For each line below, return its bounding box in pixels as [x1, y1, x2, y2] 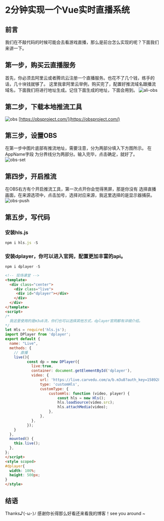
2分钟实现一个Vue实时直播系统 [5, 4, 130, 16]
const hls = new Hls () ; [57, 396, 106, 400]
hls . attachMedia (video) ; [57, 405, 108, 410]
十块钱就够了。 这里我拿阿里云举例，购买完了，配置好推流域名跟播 [18, 81, 152, 87]
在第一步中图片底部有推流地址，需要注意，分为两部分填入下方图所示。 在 [5, 145, 152, 151]
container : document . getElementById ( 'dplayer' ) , [31, 368, 132, 374]
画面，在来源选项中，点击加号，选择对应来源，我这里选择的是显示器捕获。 [5, 192, 155, 198]
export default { [5, 336, 41, 342]
